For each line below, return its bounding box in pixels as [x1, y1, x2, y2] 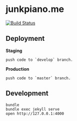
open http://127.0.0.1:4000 [5, 111, 64, 116]
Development [5, 89, 49, 98]
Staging [5, 47, 22, 53]
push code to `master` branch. [5, 76, 71, 81]
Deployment [5, 34, 45, 43]
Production [5, 66, 29, 72]
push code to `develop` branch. [5, 57, 73, 62]
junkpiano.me [5, 3, 64, 15]
